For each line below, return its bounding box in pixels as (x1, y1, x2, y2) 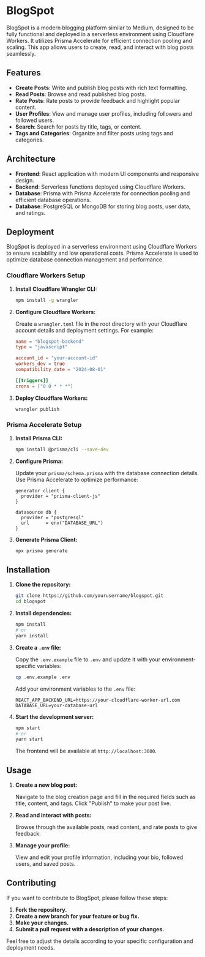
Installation (6, 565, 50, 575)
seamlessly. (6, 50, 36, 57)
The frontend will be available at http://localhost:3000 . (15, 748, 157, 755)
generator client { (15, 487, 65, 494)
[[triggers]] (15, 377, 49, 383)
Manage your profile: (15, 842, 70, 849)
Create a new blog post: (15, 781, 78, 789)
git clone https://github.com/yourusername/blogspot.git (15, 593, 164, 599)
